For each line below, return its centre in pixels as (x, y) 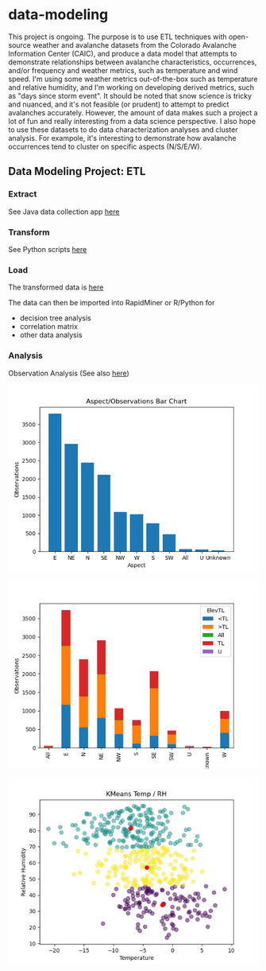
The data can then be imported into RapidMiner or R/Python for (112, 303)
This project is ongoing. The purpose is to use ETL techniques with (118, 37)
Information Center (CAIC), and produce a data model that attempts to (123, 53)
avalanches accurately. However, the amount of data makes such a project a (133, 112)
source (20, 45)
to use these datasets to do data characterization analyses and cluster (123, 130)
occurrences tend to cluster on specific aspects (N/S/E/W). (105, 146)
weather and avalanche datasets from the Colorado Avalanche (135, 45)
